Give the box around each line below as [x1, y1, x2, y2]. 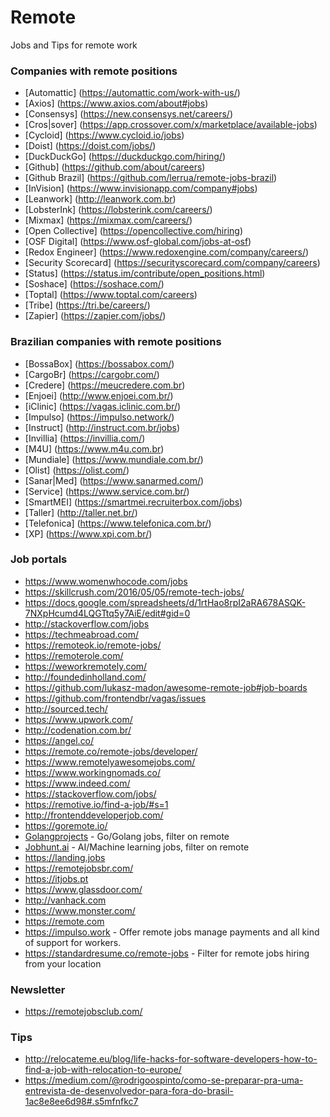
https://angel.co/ [24, 734, 95, 746]
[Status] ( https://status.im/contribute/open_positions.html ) [24, 267, 266, 280]
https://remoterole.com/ [24, 649, 124, 661]
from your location [24, 957, 102, 970]
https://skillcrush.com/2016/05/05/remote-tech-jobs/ [24, 586, 245, 598]
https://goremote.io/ [24, 819, 108, 831]
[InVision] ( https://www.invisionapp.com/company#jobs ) [24, 182, 258, 195]
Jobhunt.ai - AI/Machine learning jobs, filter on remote [24, 841, 250, 853]
